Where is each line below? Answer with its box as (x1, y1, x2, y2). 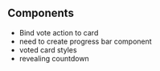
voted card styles (18, 44, 77, 55)
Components (7, 6, 74, 20)
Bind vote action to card (18, 27, 99, 37)
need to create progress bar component (18, 36, 152, 46)
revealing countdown (18, 53, 89, 63)
